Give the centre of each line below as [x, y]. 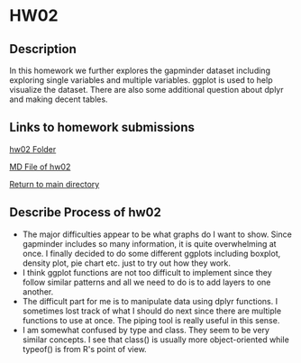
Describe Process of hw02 [86, 213]
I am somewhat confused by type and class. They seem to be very [146, 330]
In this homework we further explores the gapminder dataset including [140, 70]
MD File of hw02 [40, 167]
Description [43, 49]
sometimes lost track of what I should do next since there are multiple [152, 311]
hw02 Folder [33, 149]
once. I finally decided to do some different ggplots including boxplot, [151, 253]
